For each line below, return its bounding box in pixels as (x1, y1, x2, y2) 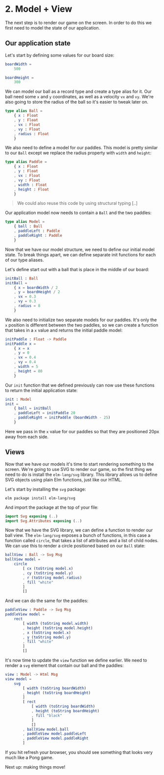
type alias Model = (5, 220, 45, 224)
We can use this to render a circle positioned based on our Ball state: (5, 543, 145, 549)
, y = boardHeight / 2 (14, 290, 60, 295)
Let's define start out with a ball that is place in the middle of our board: (5, 266, 149, 272)
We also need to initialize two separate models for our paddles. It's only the (5, 317, 157, 323)
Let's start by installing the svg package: (5, 486, 87, 492)
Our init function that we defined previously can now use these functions (5, 382, 155, 388)
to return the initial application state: (5, 387, 78, 393)
